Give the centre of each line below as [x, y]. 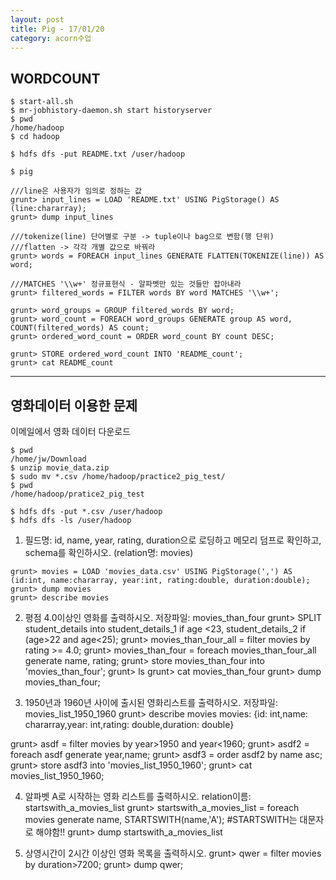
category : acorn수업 [51, 38]
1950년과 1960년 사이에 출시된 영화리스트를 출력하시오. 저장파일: [151, 702]
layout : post [37, 19]
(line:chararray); [48, 209]
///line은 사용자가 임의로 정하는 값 [76, 191]
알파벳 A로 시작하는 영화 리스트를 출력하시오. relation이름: [138, 796]
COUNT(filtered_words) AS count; [80, 328]
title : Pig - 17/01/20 [57, 29]
